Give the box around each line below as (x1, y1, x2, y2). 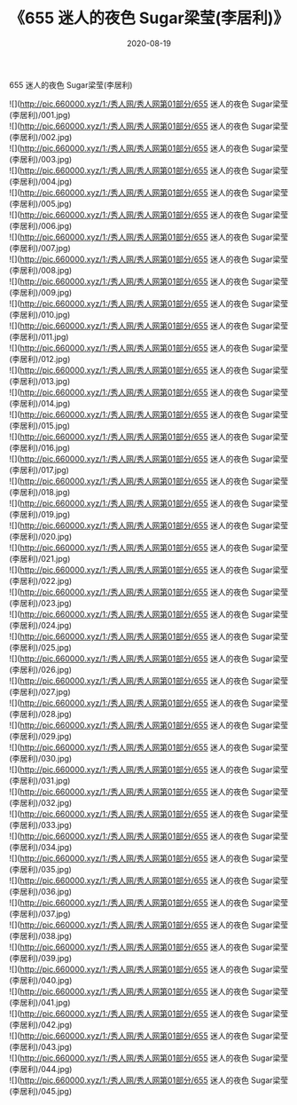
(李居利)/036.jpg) (9, 886, 73, 896)
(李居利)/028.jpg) (9, 708, 73, 719)
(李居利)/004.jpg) (9, 176, 73, 186)
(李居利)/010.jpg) (9, 309, 71, 320)
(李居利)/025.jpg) (9, 642, 73, 652)
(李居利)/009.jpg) (9, 287, 73, 297)
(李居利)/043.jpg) (9, 1041, 73, 1052)
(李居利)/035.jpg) (9, 864, 73, 874)
